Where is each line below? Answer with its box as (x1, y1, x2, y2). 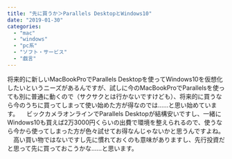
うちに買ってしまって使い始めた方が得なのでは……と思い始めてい (25, 101, 211, 109)
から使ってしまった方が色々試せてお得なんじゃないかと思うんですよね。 (19, 127, 225, 135)
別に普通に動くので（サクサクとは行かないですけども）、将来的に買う (19, 92, 216, 100)
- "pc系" (13, 42, 38, 49)
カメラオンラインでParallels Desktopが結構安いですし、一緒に (44, 109, 222, 118)
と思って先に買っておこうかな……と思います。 (7, 144, 138, 152)
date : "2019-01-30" (7, 17, 64, 24)
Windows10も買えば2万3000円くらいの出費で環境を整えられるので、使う (7, 118, 217, 127)
